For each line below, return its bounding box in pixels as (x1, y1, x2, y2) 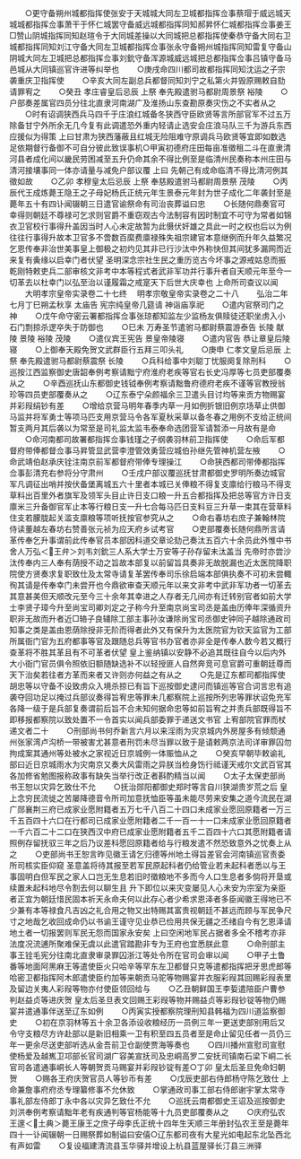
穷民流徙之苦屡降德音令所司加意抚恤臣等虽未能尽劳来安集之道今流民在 (24, 793, 284, 803)
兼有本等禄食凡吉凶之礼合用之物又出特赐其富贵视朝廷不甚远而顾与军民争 (16, 905, 284, 915)
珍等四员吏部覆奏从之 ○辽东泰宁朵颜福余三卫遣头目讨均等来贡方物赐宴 (9, 389, 286, 399)
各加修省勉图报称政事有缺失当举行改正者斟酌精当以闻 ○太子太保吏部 (9, 771, 278, 780)
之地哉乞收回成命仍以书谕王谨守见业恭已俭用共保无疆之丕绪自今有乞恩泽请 (16, 916, 292, 927)
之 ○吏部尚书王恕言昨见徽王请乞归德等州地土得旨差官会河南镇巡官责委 (9, 849, 286, 859)
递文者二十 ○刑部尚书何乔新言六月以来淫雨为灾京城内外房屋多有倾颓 (9, 726, 278, 736)
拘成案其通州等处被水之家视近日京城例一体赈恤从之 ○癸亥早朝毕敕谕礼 (9, 748, 286, 758)
